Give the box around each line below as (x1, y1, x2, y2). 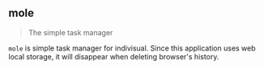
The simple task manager (28, 27, 113, 37)
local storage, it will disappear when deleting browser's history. (8, 51, 219, 61)
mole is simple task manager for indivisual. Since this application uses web (8, 43, 257, 53)
